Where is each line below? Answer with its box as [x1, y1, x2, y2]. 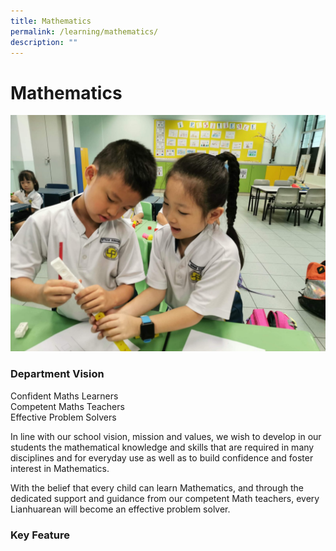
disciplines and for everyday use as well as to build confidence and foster [10, 451, 314, 464]
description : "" [10, 37, 78, 47]
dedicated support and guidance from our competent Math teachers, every [10, 492, 320, 504]
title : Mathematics [10, 16, 92, 26]
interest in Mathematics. [10, 462, 110, 474]
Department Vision [10, 367, 105, 381]
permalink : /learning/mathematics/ [10, 26, 159, 37]
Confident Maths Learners [10, 390, 119, 402]
